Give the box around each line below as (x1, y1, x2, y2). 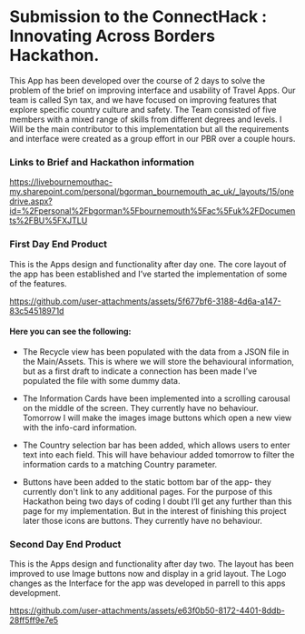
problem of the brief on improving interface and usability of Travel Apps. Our (9, 85, 296, 96)
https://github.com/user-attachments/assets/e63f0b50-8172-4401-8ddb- (9, 605, 286, 616)
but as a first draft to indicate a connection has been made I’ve (22, 366, 257, 377)
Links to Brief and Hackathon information (9, 156, 195, 168)
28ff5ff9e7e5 (9, 615, 59, 626)
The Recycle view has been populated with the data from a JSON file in (22, 346, 290, 357)
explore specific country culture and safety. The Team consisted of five (9, 104, 277, 115)
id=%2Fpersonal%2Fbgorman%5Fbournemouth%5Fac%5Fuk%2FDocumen (9, 206, 296, 216)
